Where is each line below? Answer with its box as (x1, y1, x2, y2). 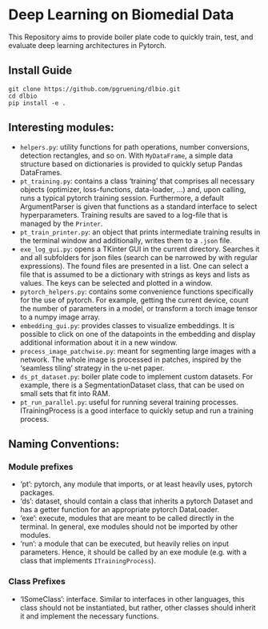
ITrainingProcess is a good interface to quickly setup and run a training (19, 406, 254, 415)
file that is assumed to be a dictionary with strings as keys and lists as (19, 270, 250, 279)
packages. (19, 488, 55, 498)
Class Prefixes (8, 576, 66, 587)
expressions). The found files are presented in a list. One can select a (19, 261, 250, 270)
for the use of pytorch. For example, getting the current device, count (19, 294, 250, 305)
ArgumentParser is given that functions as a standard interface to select (19, 202, 258, 211)
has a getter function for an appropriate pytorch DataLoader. (19, 505, 220, 515)
